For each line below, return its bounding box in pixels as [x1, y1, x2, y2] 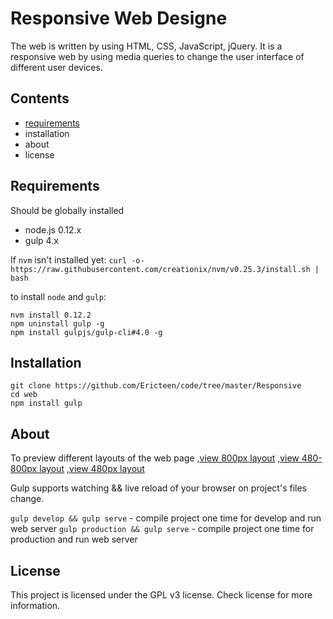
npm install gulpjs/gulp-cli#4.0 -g [10, 327, 163, 337]
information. [10, 600, 61, 611]
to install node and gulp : [10, 290, 107, 302]
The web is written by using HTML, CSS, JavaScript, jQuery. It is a [10, 40, 283, 52]
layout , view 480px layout [39, 463, 145, 475]
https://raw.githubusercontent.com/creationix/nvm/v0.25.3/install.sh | [10, 264, 320, 274]
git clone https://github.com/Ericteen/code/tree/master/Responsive [10, 381, 302, 391]
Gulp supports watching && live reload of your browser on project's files [10, 482, 307, 494]
